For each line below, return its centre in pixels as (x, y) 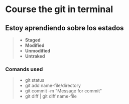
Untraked (35, 56)
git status (35, 80)
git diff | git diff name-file (51, 96)
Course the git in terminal (59, 9)
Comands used (24, 69)
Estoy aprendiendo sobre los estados (64, 28)
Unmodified (38, 51)
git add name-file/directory (53, 86)
